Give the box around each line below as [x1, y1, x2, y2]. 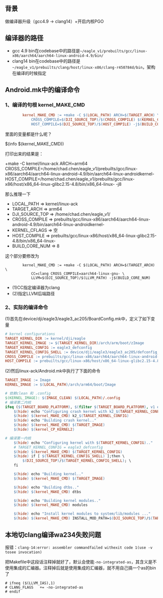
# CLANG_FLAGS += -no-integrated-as [5, 585, 83, 590]
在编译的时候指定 [12, 70, 47, 76]
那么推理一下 [5, 191, 31, 197]
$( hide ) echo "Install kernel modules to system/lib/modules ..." [14, 511, 151, 517]
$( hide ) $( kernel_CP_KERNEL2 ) [14, 427, 75, 432]
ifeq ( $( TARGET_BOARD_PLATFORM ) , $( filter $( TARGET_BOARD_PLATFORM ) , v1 [5, 404, 155, 409]
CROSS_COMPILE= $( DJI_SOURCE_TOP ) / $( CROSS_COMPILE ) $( [31, 117, 142, 122]
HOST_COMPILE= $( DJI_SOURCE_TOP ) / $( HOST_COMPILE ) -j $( [31, 122, 142, 127]
